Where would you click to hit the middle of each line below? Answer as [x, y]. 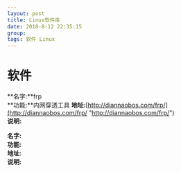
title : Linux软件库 [34, 20]
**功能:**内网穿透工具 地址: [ [48, 105]
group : [17, 33]
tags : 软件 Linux [31, 40]
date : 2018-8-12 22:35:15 [44, 26]
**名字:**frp [25, 96]
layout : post [26, 14]
